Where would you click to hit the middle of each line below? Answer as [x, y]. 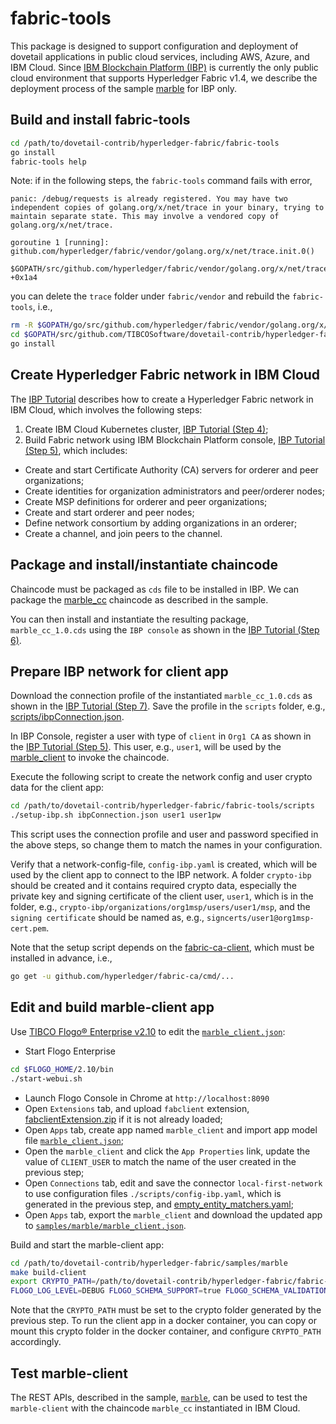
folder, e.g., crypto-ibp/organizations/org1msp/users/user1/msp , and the [160, 907]
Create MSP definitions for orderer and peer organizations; [146, 501]
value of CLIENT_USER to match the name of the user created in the [160, 1161]
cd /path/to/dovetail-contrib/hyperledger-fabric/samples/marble [149, 1263]
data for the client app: [57, 788]
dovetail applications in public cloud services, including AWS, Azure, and [160, 56]
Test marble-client [69, 1373]
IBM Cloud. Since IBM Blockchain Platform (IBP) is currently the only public [164, 67]
